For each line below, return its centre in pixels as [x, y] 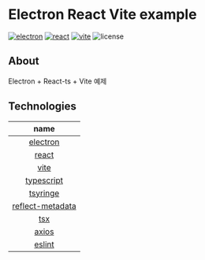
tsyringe [44, 193]
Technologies [43, 107]
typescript [44, 180]
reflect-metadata [44, 206]
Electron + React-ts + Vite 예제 [58, 81]
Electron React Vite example [102, 15]
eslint [44, 244]
